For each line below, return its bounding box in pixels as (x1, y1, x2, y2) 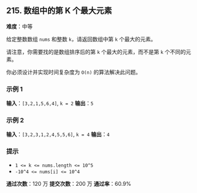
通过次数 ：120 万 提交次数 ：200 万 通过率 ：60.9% (6, 180, 132, 187)
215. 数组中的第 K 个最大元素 (6, 5, 112, 16)
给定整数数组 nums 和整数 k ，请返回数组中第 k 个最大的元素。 (6, 35, 156, 43)
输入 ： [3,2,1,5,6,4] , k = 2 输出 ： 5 (6, 99, 94, 107)
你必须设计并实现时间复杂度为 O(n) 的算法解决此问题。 (6, 68, 141, 76)
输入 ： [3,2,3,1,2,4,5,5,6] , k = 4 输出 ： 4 (6, 131, 110, 138)
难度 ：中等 (6, 23, 33, 30)
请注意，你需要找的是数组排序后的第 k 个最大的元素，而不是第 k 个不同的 (6, 48, 186, 55)
